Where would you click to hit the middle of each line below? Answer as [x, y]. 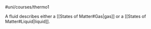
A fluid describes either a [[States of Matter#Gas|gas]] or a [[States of [75, 16]
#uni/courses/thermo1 [27, 7]
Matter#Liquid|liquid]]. [28, 22]
